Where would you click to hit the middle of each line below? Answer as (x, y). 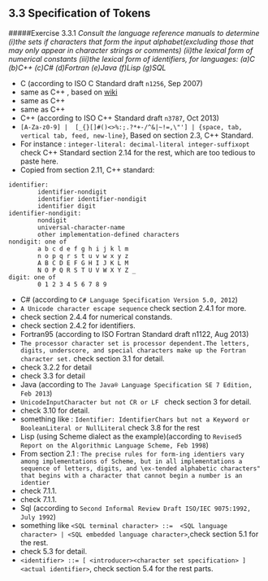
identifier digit (67, 206)
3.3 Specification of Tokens (80, 13)
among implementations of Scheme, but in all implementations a (131, 461)
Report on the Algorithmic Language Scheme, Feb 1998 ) (115, 445)
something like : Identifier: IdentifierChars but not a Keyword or (135, 419)
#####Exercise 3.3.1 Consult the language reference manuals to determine (134, 33)
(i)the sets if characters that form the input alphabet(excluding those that (131, 41)
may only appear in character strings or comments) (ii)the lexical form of (131, 50)
